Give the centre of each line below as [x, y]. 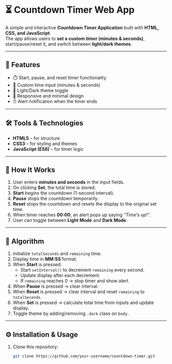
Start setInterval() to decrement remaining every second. [82, 270]
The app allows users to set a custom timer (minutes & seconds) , [75, 38]
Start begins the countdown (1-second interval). [63, 193]
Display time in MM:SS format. [45, 259]
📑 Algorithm [25, 241]
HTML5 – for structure [36, 138]
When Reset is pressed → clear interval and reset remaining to [79, 292]
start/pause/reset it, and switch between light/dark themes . [69, 44]
